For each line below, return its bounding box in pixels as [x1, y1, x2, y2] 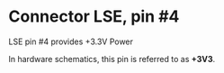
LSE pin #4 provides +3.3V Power [8, 36, 134, 47]
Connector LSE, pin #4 [8, 6, 180, 27]
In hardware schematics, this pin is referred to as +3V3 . [8, 53, 216, 64]
